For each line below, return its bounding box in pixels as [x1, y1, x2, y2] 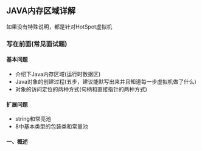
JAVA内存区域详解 [6, 5, 76, 16]
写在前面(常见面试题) [6, 39, 68, 48]
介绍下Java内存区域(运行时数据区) [15, 70, 101, 78]
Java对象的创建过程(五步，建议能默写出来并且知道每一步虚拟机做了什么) [15, 78, 197, 85]
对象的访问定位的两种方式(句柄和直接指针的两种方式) [15, 86, 148, 93]
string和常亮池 [15, 115, 52, 122]
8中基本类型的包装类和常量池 [15, 123, 88, 130]
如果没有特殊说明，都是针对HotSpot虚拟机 [6, 23, 113, 30]
